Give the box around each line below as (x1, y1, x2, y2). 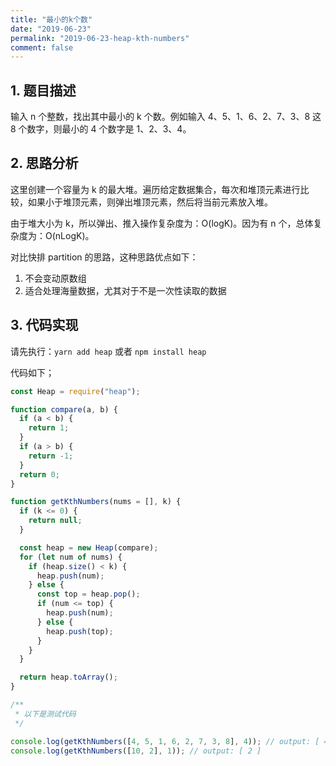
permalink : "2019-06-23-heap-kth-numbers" (10, 33, 190, 43)
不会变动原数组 (24, 272, 87, 284)
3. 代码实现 (10, 317, 79, 334)
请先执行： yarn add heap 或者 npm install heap (10, 345, 207, 357)
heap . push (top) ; (46, 626, 114, 636)
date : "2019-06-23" (10, 24, 92, 34)
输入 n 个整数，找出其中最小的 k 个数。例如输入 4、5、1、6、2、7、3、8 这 (10, 111, 322, 123)
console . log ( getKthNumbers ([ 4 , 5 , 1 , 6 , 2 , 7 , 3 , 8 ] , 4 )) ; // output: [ (10, 736, 320, 746)
